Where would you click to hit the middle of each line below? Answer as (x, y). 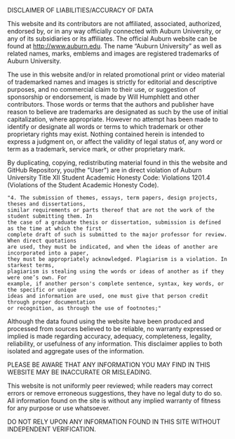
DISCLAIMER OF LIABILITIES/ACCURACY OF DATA (80, 10)
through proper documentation (52, 302)
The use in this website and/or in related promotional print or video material (116, 74)
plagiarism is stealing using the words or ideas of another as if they (116, 271)
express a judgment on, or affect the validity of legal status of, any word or (115, 142)
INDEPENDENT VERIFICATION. (52, 429)
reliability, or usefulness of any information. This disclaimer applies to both (115, 344)
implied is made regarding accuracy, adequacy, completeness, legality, (110, 336)
